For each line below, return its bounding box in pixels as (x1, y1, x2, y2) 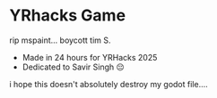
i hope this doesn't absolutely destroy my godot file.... (9, 78, 208, 89)
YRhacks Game (9, 5, 126, 26)
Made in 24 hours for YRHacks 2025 (22, 52, 158, 62)
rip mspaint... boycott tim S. (9, 35, 111, 45)
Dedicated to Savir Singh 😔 (22, 61, 126, 72)
